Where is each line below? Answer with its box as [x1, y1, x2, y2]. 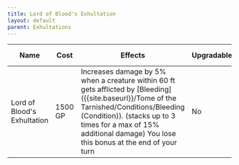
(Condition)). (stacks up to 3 [80, 111, 176, 121]
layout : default [7, 17, 55, 24]
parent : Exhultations [7, 23, 72, 30]
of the [156, 93, 176, 103]
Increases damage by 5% [80, 67, 167, 76]
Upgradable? [191, 50, 237, 60]
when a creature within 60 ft [80, 76, 176, 86]
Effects [120, 50, 146, 60]
